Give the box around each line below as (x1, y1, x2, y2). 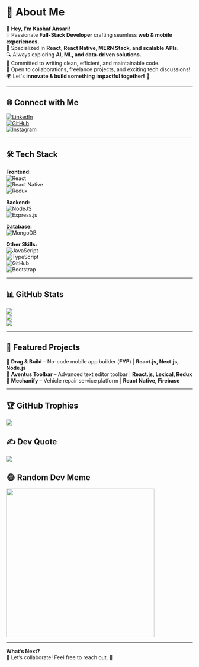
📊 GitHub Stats (6, 289, 64, 299)
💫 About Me (6, 5, 65, 19)
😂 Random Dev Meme (6, 472, 91, 483)
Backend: (6, 198, 30, 206)
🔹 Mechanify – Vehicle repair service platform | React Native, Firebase (6, 377, 180, 384)
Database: (6, 223, 33, 230)
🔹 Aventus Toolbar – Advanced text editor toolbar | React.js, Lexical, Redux (6, 371, 192, 378)
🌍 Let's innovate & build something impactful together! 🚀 (6, 72, 150, 80)
